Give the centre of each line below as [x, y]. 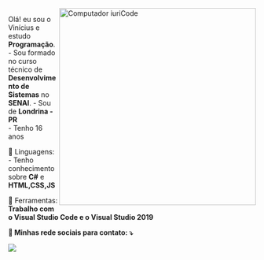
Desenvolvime [32, 78]
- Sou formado [32, 53]
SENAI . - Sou [29, 103]
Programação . [32, 44]
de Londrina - [31, 111]
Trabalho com [31, 209]
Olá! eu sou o [29, 19]
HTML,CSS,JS [32, 185]
